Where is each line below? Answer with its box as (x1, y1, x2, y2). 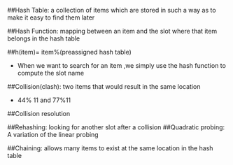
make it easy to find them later (7, 13, 95, 22)
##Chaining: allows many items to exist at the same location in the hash (7, 144, 213, 152)
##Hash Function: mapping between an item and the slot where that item (7, 27, 218, 35)
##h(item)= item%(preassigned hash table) (7, 48, 132, 56)
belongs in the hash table (7, 34, 80, 43)
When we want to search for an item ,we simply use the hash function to (17, 62, 226, 69)
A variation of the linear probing (7, 131, 99, 138)
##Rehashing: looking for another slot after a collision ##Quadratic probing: (7, 123, 225, 131)
